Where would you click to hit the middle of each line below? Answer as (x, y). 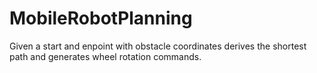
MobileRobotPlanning (101, 18)
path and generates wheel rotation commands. (105, 56)
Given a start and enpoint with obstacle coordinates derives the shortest (158, 46)
